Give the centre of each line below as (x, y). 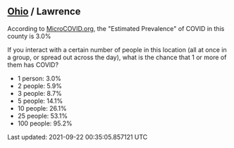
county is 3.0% (29, 36)
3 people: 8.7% (39, 93)
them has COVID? (33, 64)
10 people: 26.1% (42, 108)
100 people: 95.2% (45, 123)
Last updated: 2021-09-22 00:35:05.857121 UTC (78, 137)
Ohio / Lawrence (44, 12)
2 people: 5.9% (39, 86)
